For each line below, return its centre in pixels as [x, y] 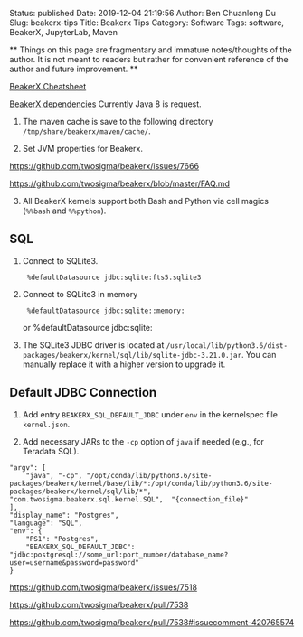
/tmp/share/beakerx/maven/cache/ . [86, 131]
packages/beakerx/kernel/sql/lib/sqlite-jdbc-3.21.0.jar [132, 355]
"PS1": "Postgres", [62, 539]
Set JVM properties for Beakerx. [82, 149]
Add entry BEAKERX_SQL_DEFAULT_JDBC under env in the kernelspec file [150, 414]
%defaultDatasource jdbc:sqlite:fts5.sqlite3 [114, 277]
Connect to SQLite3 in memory [80, 294]
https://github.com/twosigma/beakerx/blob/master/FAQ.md [120, 183]
